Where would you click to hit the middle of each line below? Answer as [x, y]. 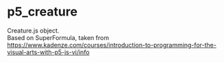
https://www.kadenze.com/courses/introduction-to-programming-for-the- [112, 45]
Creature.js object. [33, 30]
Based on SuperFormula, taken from [58, 37]
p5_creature [42, 12]
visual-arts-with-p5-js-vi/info [49, 52]
